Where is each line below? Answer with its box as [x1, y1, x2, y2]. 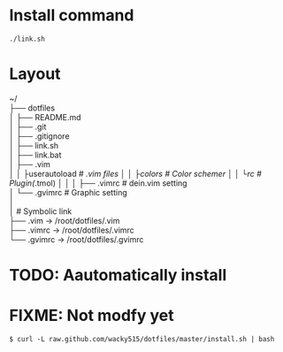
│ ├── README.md [9, 111, 81, 122]
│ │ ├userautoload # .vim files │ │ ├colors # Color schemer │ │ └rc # [9, 168, 263, 179]
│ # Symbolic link [9, 205, 73, 217]
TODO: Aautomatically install [9, 265, 227, 286]
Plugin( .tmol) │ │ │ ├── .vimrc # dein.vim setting [9, 178, 187, 188]
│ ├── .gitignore [9, 130, 70, 142]
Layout [9, 64, 61, 84]
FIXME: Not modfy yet [9, 306, 174, 325]
